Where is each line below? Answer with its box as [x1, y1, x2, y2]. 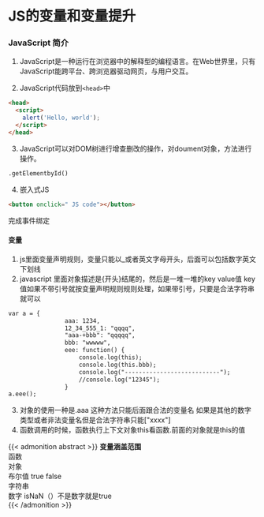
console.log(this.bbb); [78, 361, 157, 369]
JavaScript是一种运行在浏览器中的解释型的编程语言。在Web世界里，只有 [19, 57, 256, 66]
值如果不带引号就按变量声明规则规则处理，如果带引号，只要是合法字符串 [19, 283, 255, 293]
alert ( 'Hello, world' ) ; [22, 114, 101, 122]
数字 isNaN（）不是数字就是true [8, 491, 112, 501]
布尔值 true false [8, 471, 61, 481]
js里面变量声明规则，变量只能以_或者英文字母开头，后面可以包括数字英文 [19, 254, 256, 264]
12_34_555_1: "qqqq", [64, 324, 136, 332]
